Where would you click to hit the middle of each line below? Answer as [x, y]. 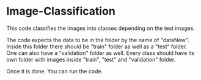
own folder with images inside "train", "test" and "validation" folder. [91, 59]
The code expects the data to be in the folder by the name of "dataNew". [98, 40]
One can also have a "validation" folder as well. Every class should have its [100, 53]
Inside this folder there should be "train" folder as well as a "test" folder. [97, 46]
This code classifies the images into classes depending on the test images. [101, 28]
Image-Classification [61, 11]
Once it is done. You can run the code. [55, 71]
